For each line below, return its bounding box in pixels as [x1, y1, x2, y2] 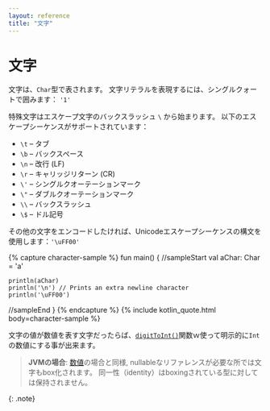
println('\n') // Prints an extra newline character [8, 284, 189, 293]
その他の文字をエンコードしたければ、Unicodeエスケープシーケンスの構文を [8, 226, 262, 236]
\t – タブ [19, 139, 50, 149]
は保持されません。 [27, 378, 93, 388]
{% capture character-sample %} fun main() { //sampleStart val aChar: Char [8, 253, 260, 263]
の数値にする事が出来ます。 [8, 340, 100, 351]
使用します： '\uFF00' [8, 237, 81, 247]
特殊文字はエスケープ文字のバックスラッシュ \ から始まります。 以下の [8, 112, 243, 122]
